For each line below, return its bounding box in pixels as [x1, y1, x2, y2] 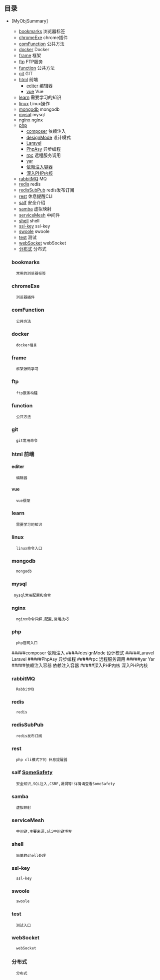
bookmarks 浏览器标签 [18, 28, 65, 34]
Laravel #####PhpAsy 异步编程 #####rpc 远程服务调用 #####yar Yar [11, 656, 155, 662]
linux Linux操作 [18, 100, 50, 106]
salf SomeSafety [11, 769, 53, 776]
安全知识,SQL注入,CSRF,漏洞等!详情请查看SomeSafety [16, 781, 115, 786]
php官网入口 [16, 640, 38, 646]
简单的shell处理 [16, 853, 46, 858]
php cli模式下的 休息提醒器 [16, 758, 68, 763]
